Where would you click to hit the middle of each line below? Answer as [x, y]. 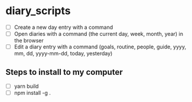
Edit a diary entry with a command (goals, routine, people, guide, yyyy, [100, 47]
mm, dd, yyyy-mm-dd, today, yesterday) [63, 54]
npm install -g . [32, 93]
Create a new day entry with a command [64, 27]
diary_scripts [38, 11]
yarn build [26, 86]
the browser [29, 41]
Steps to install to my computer [64, 72]
